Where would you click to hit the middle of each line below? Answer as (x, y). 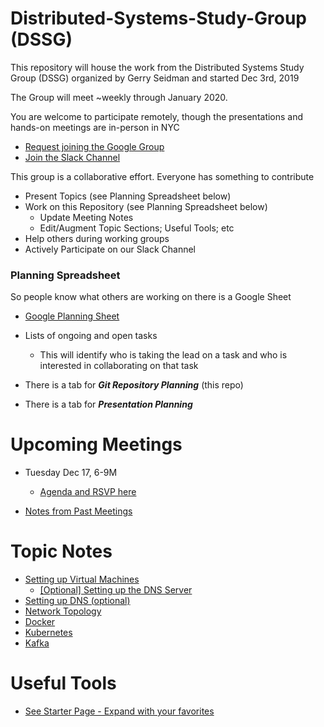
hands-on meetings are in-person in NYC (95, 127)
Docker (40, 622)
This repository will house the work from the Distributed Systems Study (157, 67)
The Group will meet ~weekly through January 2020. (119, 97)
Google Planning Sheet (72, 316)
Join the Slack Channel (72, 157)
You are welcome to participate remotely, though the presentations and (157, 116)
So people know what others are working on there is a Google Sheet (151, 297)
